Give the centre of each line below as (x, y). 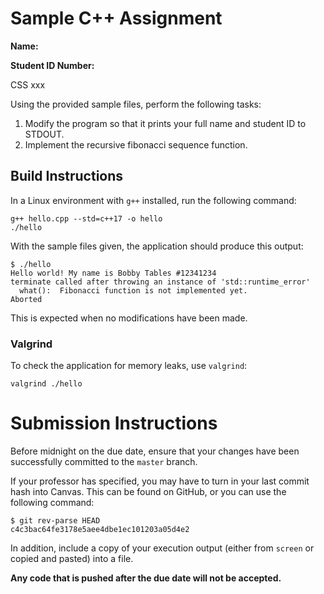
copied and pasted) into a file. (72, 558)
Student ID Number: (52, 65)
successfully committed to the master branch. (104, 461)
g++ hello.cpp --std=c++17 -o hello (86, 218)
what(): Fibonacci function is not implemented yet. (133, 290)
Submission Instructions (114, 423)
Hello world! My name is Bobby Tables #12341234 (113, 273)
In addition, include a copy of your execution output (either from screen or (162, 548)
